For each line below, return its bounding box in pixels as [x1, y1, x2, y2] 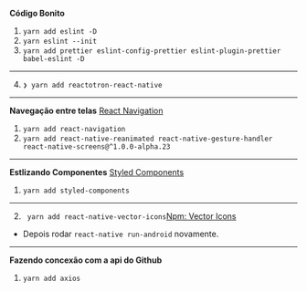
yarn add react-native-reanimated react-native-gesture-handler [22, 134, 273, 143]
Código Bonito [9, 8, 66, 18]
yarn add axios [22, 274, 81, 283]
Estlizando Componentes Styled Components [9, 167, 185, 177]
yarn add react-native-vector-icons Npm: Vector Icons [26, 211, 237, 222]
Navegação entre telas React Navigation [9, 105, 164, 116]
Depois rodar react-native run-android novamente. [22, 228, 219, 239]
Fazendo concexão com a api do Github [9, 255, 163, 266]
